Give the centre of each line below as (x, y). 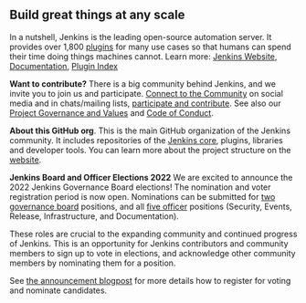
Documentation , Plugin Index (64, 66)
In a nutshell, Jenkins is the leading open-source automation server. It (141, 37)
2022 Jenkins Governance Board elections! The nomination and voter (140, 187)
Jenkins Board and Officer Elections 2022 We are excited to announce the (151, 177)
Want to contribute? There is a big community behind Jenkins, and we (143, 84)
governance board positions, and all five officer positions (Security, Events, (151, 206)
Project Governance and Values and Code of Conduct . (112, 112)
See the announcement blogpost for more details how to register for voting (150, 280)
